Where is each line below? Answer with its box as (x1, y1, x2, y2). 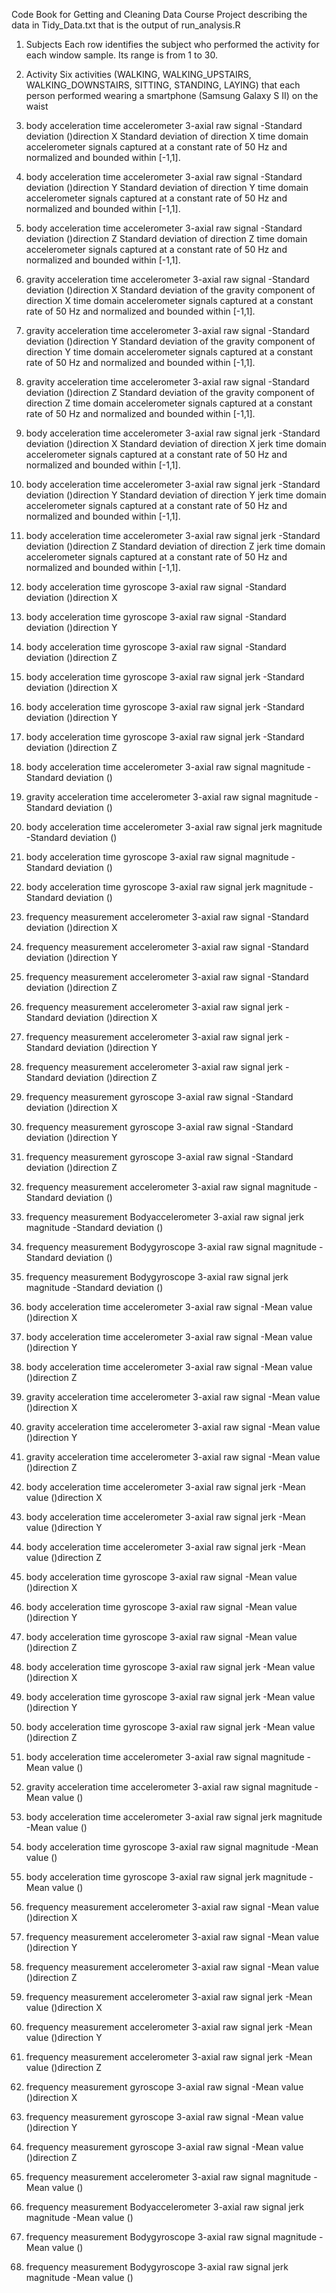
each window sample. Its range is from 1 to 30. (25, 49, 218, 61)
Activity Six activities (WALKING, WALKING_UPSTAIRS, (25, 69, 252, 80)
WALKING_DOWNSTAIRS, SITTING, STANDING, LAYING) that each (25, 79, 301, 91)
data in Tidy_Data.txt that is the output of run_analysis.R (11, 19, 241, 31)
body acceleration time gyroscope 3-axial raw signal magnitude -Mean (25, 1841, 319, 1853)
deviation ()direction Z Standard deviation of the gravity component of (25, 387, 315, 398)
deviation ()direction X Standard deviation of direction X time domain (25, 130, 309, 142)
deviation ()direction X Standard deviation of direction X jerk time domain (25, 438, 327, 449)
